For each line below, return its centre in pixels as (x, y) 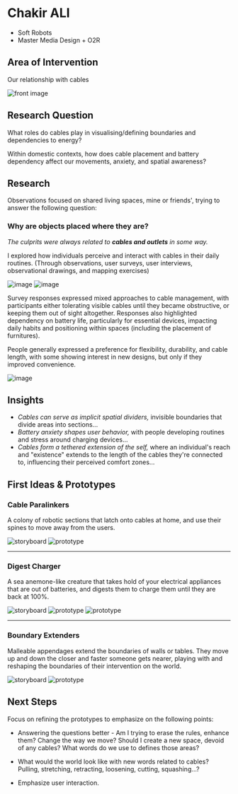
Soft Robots (35, 33)
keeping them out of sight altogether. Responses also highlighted (102, 313)
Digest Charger (34, 566)
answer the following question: (52, 208)
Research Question (51, 116)
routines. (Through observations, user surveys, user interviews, (100, 263)
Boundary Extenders (44, 635)
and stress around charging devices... (73, 439)
